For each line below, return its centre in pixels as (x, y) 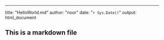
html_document (21, 18)
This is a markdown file (41, 33)
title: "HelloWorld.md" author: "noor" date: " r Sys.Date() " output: (71, 12)
